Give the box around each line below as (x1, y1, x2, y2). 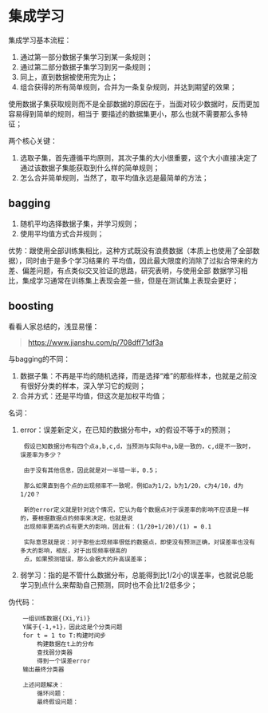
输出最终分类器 (22, 665, 65, 673)
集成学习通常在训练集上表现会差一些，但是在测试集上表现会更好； (22, 275, 239, 285)
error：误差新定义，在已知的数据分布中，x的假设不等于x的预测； (19, 425, 233, 434)
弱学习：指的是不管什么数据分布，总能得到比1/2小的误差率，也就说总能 (19, 570, 254, 580)
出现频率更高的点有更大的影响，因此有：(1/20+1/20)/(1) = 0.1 (23, 522, 212, 531)
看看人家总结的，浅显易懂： (8, 321, 100, 331)
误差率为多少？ (19, 450, 62, 459)
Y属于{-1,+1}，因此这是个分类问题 (22, 623, 123, 631)
